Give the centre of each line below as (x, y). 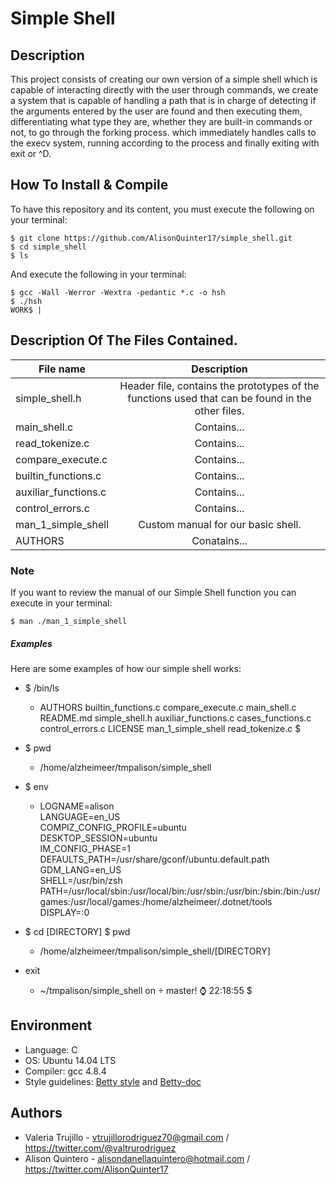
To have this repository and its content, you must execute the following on (162, 209)
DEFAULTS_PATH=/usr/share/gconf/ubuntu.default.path (154, 859)
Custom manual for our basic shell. (220, 524)
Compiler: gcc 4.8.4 (65, 1071)
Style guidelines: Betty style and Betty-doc (113, 1081)
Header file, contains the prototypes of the (219, 385)
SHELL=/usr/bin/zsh (81, 880)
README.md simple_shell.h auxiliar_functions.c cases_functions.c (175, 718)
